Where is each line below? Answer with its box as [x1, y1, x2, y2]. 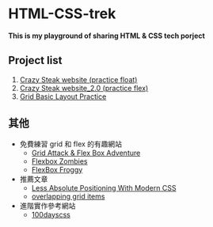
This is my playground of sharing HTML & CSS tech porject [8, 31, 206, 40]
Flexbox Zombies [31, 156, 88, 166]
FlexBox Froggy [31, 165, 83, 174]
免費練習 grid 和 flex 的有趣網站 [19, 139, 123, 149]
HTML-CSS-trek [8, 5, 116, 23]
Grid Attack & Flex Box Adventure [31, 148, 141, 157]
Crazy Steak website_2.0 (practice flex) [19, 83, 149, 93]
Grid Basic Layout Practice [19, 92, 107, 101]
